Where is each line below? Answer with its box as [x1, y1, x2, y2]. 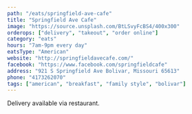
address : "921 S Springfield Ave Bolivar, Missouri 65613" [7, 67, 180, 74]
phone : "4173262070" [7, 73, 67, 81]
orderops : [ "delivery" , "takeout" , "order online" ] [7, 29, 158, 36]
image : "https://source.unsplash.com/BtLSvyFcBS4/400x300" [7, 23, 180, 30]
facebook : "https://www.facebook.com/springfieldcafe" [7, 61, 168, 68]
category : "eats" [7, 36, 57, 43]
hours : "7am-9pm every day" [7, 42, 88, 49]
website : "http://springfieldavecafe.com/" [7, 55, 134, 62]
